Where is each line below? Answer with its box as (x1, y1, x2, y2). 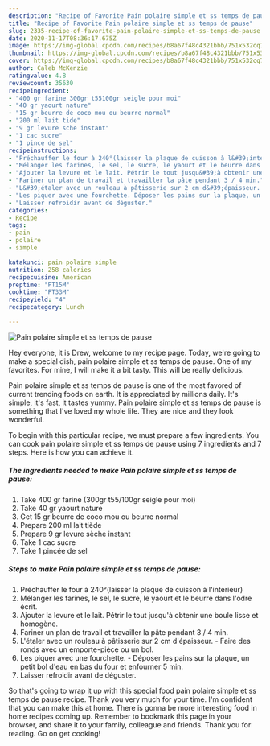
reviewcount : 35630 (8, 79, 74, 87)
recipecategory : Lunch (8, 303, 84, 311)
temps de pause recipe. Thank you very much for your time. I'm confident (8, 694, 253, 704)
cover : (8, 57, 31, 65)
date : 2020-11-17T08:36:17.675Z (8, 34, 117, 43)
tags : (8, 221, 27, 229)
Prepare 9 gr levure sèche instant (19, 529, 131, 538)
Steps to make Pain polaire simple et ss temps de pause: (8, 564, 201, 574)
